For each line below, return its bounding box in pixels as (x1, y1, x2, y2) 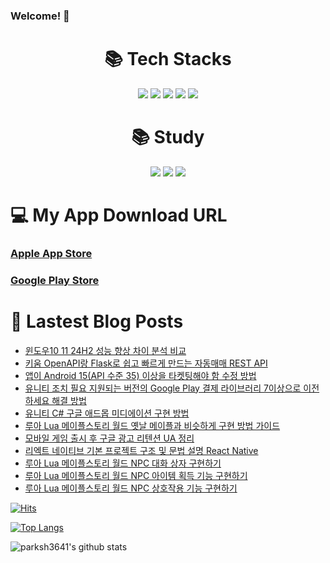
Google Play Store (10, 273, 100, 287)
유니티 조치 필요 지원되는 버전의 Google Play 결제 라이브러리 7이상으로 (24, 382, 302, 394)
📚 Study (131, 126, 205, 149)
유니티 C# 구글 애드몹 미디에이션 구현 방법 (24, 407, 190, 419)
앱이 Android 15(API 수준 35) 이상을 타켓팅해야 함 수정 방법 (24, 369, 257, 381)
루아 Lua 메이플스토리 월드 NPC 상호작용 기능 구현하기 (24, 482, 238, 494)
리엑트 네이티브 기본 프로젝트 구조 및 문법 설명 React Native (24, 444, 259, 456)
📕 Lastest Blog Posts (10, 310, 184, 333)
